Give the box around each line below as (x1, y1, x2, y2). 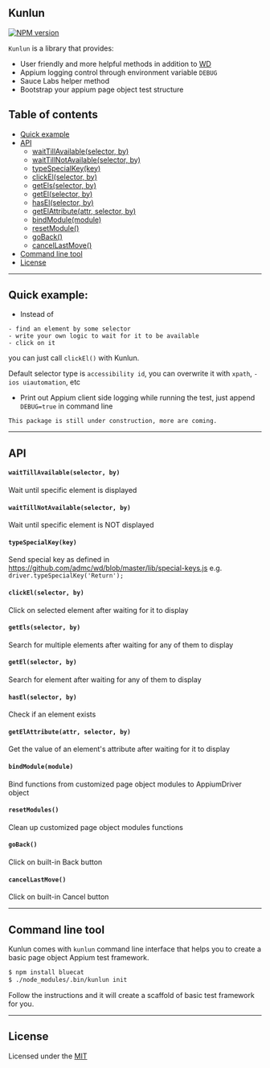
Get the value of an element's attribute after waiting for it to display (8, 744, 231, 754)
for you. (8, 999, 35, 1008)
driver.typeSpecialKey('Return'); (8, 572, 125, 580)
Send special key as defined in (8, 555, 110, 565)
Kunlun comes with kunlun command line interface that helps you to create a (8, 944, 261, 954)
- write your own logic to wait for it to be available (8, 332, 199, 340)
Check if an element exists (8, 709, 96, 719)
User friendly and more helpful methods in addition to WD (19, 59, 211, 68)
